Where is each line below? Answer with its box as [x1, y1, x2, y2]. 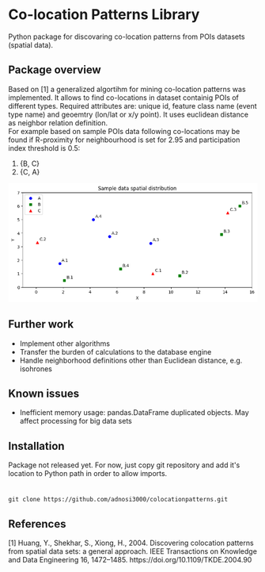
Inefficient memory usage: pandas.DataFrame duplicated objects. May [19, 408, 249, 417]
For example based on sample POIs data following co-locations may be [8, 126, 240, 136]
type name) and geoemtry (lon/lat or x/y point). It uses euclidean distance [8, 109, 249, 119]
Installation [8, 439, 65, 453]
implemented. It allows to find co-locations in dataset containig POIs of [8, 93, 240, 102]
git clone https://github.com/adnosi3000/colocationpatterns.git [8, 496, 228, 504]
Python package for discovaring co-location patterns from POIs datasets [8, 32, 245, 41]
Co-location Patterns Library [8, 6, 200, 24]
